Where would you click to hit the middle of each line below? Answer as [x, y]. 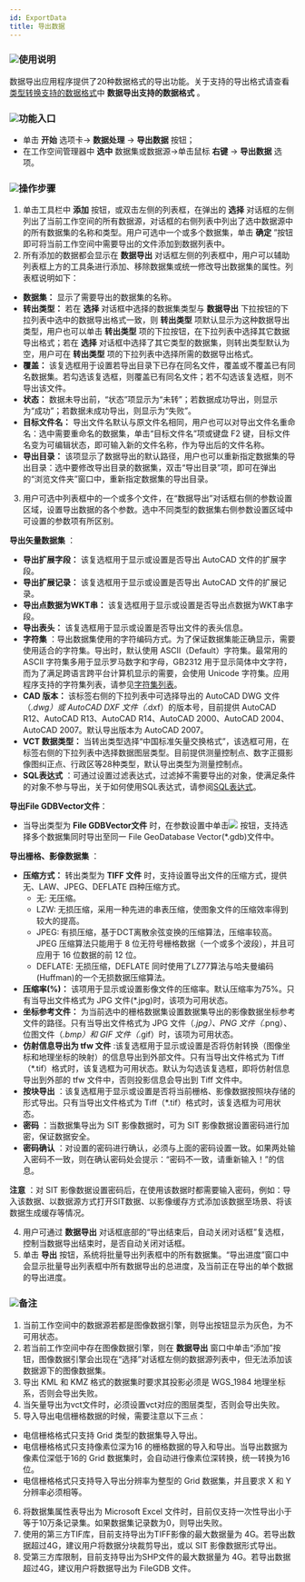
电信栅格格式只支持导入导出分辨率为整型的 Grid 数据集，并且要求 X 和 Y [157, 1480]
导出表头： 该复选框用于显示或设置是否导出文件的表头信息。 [135, 628]
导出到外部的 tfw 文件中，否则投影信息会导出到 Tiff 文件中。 [135, 1080]
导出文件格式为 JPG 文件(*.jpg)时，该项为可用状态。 [136, 1000]
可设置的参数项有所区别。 [70, 521]
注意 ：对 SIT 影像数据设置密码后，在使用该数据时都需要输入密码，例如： [146, 1190]
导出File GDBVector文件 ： [59, 806]
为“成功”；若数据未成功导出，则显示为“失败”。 [109, 411]
